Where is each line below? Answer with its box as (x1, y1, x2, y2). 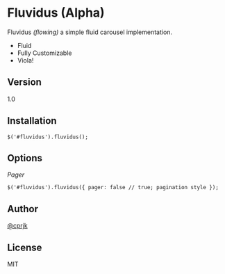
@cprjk (7, 221, 28, 230)
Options (7, 152, 43, 164)
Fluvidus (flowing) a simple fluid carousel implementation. (7, 28, 172, 36)
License (7, 241, 42, 253)
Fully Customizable (17, 49, 72, 57)
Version (7, 76, 42, 88)
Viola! (17, 56, 34, 64)
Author (7, 203, 38, 215)
